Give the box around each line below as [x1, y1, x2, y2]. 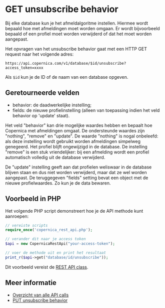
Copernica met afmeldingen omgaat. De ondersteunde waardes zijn [5, 127, 145, 133]
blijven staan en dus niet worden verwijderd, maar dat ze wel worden [5, 169, 147, 175]
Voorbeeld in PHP [5, 195, 61, 203]
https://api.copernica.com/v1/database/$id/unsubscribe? [5, 61, 126, 66]
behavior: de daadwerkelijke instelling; [12, 102, 91, 108]
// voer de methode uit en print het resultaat [5, 250, 106, 255]
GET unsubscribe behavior [5, 4, 118, 15]
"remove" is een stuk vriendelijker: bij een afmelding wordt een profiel [5, 149, 149, 155]
